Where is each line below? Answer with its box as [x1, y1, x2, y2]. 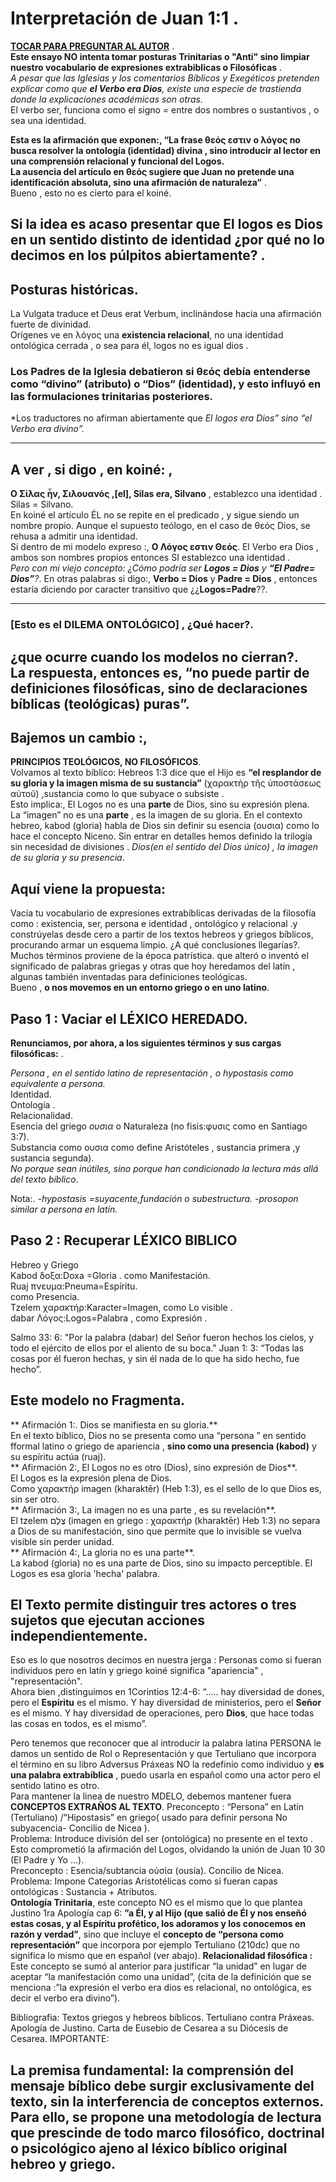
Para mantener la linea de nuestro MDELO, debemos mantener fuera [10, 1790, 292, 1802]
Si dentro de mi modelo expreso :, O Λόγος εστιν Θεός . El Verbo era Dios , [10, 541, 319, 553]
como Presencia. [10, 1290, 80, 1302]
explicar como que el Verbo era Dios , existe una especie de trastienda [10, 82, 302, 94]
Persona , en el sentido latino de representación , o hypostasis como [10, 1067, 294, 1079]
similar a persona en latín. [10, 1203, 118, 1215]
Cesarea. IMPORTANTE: [10, 2033, 110, 2045]
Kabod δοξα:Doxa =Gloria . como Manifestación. [10, 1269, 211, 1281]
